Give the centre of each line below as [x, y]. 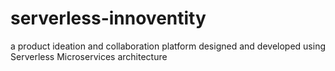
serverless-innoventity [108, 18]
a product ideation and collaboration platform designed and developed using [168, 46]
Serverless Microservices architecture [89, 56]
